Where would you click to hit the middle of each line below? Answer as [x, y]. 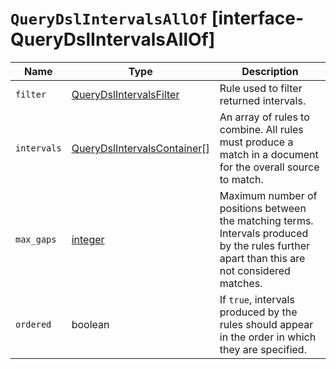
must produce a [256, 142]
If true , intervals [257, 299]
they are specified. [263, 349]
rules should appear [266, 324]
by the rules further [264, 245]
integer [88, 239]
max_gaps [36, 239]
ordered [33, 324]
